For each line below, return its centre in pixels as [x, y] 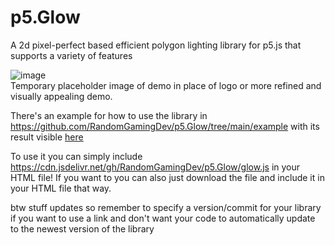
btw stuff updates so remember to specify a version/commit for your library [166, 207]
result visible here [47, 137]
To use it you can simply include [76, 156]
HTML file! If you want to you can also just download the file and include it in [167, 177]
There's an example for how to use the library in [109, 115]
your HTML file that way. [61, 188]
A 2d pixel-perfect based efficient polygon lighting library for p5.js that [156, 45]
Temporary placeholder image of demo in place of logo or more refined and [166, 85]
